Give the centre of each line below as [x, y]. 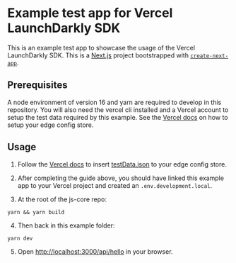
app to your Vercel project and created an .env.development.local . [115, 185]
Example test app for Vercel [90, 13]
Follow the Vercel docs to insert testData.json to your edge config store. [122, 164]
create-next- [210, 56]
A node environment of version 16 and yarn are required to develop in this [114, 102]
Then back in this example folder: [66, 225]
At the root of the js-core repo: [62, 199]
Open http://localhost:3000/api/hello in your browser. [95, 251]
